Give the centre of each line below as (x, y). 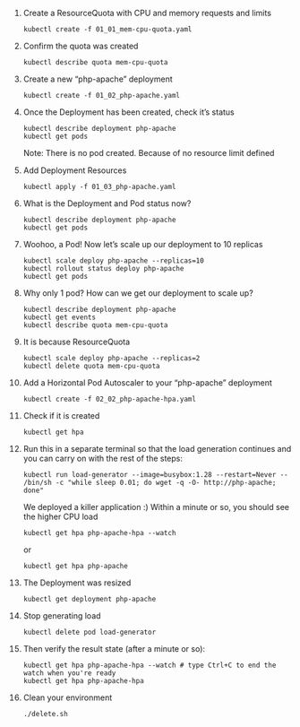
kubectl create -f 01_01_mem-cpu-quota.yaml (107, 30)
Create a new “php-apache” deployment (98, 79)
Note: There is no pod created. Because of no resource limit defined (149, 153)
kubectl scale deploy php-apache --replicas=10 (113, 261)
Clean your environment (68, 697)
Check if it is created (61, 415)
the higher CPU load (60, 516)
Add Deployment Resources (75, 170)
